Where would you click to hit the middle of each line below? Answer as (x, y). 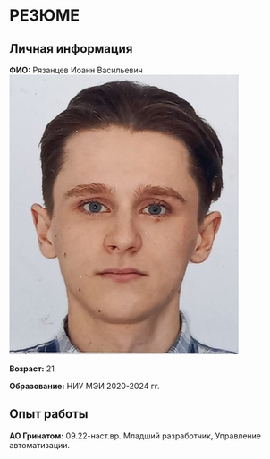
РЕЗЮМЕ (45, 16)
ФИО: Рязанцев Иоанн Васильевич (76, 70)
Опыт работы (49, 414)
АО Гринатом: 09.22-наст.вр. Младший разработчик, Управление (135, 436)
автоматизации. (39, 445)
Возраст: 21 (32, 369)
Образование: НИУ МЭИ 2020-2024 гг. (84, 386)
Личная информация (71, 49)
